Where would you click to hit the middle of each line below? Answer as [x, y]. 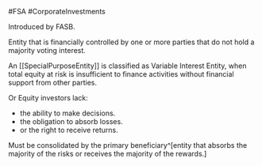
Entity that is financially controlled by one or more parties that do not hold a [131, 42]
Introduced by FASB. [42, 26]
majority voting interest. [47, 50]
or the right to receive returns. [69, 130]
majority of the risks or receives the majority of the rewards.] [108, 154]
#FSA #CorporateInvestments [57, 11]
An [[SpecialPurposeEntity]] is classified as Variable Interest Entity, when [127, 66]
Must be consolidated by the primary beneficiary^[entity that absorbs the [128, 145]
